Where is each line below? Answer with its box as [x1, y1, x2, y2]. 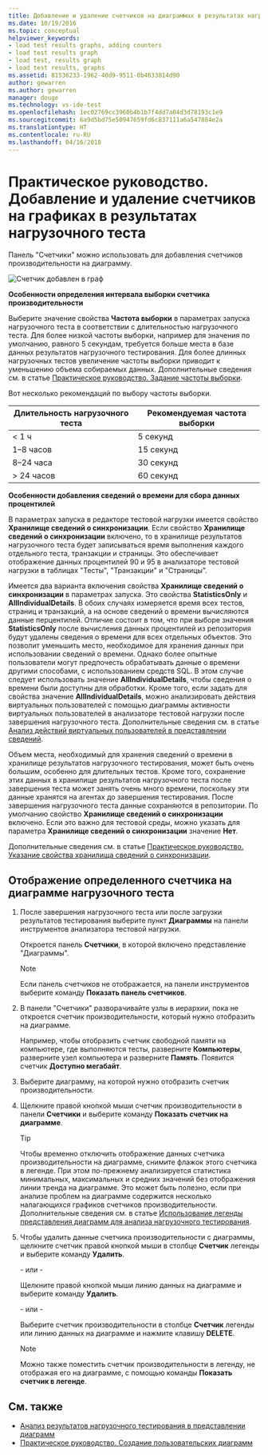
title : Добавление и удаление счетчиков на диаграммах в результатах [8, 11, 245, 20]
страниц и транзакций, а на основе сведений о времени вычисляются [8, 607, 249, 616]
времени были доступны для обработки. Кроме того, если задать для [8, 683, 247, 693]
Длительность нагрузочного [13, 407, 129, 419]
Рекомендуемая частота [147, 407, 247, 419]
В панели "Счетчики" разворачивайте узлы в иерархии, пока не [19, 1004, 239, 1013]
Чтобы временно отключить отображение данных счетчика [19, 1149, 225, 1159]
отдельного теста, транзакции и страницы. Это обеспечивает [8, 549, 219, 559]
